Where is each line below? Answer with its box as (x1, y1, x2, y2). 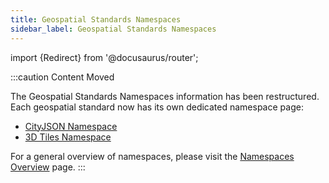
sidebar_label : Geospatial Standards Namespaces (10, 24, 217, 34)
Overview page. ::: (10, 161, 86, 173)
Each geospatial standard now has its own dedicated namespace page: (10, 101, 304, 113)
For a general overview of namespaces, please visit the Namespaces (10, 150, 295, 162)
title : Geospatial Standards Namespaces (10, 14, 182, 25)
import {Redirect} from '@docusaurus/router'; (10, 51, 199, 63)
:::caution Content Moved (10, 71, 115, 83)
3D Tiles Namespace (24, 131, 112, 143)
